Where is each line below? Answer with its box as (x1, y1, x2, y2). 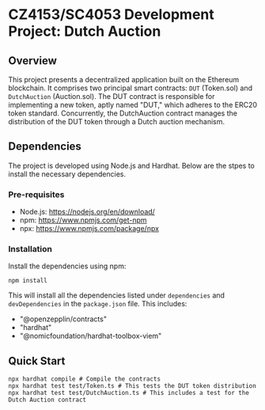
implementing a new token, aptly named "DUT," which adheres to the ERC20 (8, 101, 258, 109)
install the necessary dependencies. (8, 169, 127, 179)
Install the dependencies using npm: (8, 261, 127, 271)
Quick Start (8, 354, 66, 367)
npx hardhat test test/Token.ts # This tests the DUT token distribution (8, 382, 257, 390)
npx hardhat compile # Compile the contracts (8, 375, 161, 383)
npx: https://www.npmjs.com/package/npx (19, 224, 160, 233)
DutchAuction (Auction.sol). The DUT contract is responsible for (8, 92, 215, 101)
